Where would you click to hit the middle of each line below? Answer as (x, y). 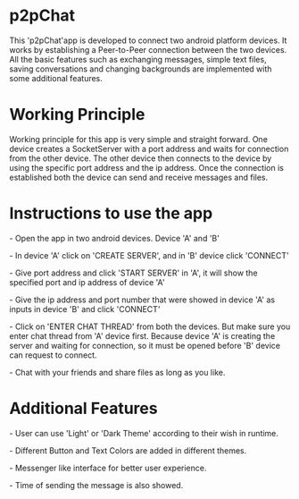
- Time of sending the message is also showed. (96, 485)
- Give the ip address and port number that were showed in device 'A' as (142, 300)
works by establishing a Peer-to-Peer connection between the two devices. (148, 49)
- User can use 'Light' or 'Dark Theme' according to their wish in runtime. (144, 433)
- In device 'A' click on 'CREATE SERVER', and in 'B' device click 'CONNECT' (149, 255)
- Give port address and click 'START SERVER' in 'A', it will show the (133, 273)
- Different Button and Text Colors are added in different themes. (128, 450)
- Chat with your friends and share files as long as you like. (117, 372)
